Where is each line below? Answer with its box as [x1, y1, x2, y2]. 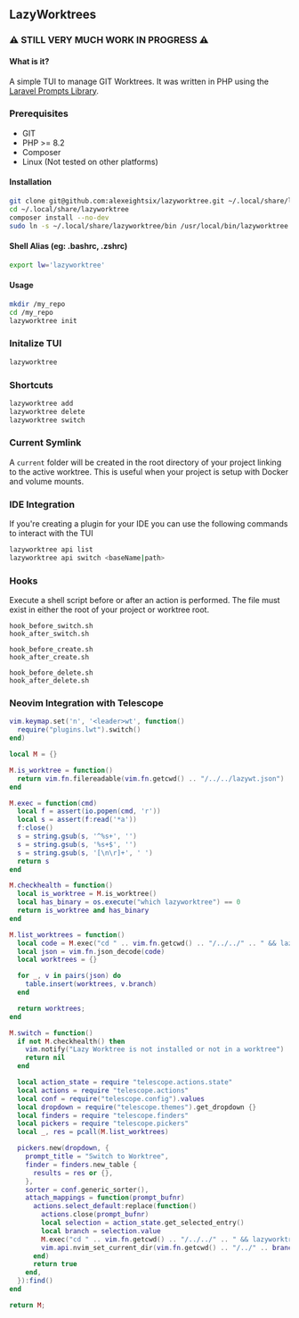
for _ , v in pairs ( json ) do [17, 972, 122, 981]
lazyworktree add [9, 399, 74, 408]
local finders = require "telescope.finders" [17, 1111, 190, 1120]
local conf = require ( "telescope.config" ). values [17, 1094, 205, 1103]
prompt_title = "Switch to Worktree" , [25, 1152, 169, 1161]
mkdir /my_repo [9, 299, 66, 309]
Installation [9, 177, 52, 187]
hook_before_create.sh [9, 645, 93, 654]
